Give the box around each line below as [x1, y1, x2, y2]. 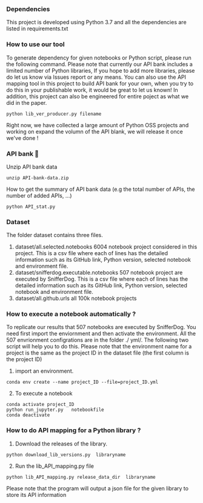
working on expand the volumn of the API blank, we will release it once [6, 128, 183, 135]
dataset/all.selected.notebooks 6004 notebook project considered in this [15, 243, 198, 250]
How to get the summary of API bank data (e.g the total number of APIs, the [6, 185, 195, 193]
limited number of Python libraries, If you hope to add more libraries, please [6, 67, 195, 74]
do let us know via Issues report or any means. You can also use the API [6, 73, 187, 81]
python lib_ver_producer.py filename [6, 111, 102, 117]
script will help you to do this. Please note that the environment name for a [6, 343, 192, 350]
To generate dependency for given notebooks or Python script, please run [6, 54, 192, 61]
